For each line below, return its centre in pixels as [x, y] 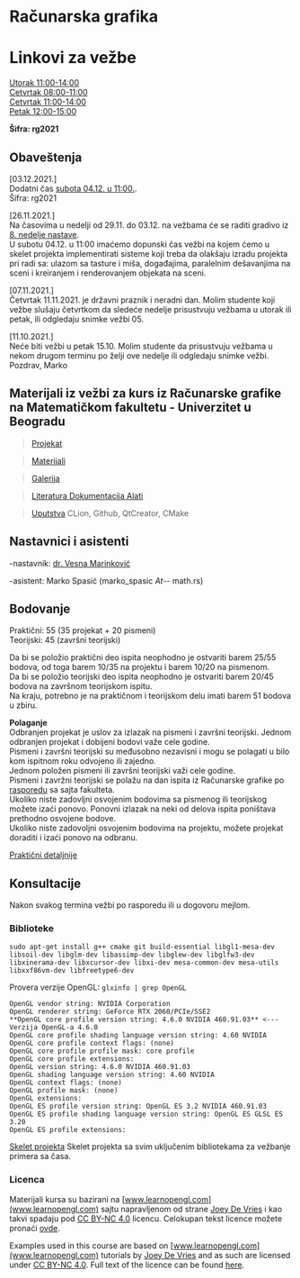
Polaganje [28, 723]
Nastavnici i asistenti [69, 542]
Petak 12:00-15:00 [43, 112]
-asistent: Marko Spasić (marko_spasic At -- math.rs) [106, 580]
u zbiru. [23, 705]
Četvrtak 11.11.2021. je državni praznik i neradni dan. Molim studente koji [142, 300]
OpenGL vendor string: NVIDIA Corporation [90, 1004]
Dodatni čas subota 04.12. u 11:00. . [73, 188]
